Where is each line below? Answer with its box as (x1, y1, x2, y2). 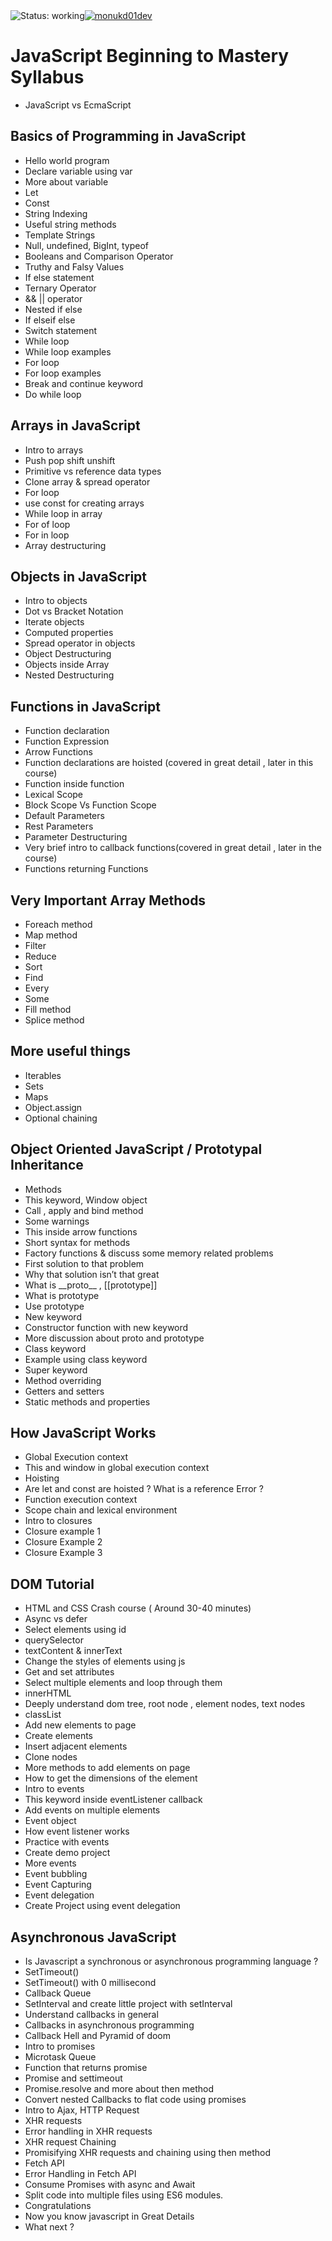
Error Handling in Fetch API (24, 2168, 137, 2180)
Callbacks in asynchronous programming (24, 2019, 195, 2031)
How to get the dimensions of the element (24, 1772, 198, 1784)
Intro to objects (24, 595, 88, 607)
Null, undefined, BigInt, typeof (24, 239, 149, 251)
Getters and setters (24, 1385, 105, 1397)
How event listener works (24, 1825, 130, 1838)
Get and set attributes (24, 1666, 115, 1678)
